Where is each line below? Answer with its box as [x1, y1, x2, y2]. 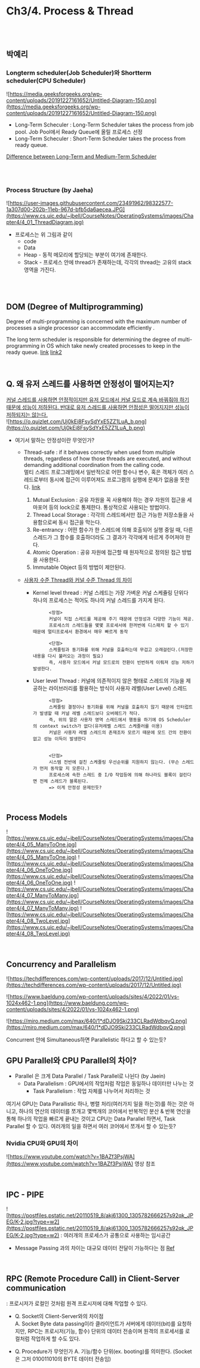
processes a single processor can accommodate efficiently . [6, 324, 155, 331]
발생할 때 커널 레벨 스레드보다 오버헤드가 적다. [39, 710, 140, 716]
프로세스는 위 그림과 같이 [14, 231, 73, 238]
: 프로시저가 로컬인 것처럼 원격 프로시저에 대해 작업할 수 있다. [6, 1300, 148, 1307]
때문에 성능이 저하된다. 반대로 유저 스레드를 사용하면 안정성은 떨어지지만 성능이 [6, 403, 190, 411]
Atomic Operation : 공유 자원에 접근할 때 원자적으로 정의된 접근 [32, 549, 181, 556]
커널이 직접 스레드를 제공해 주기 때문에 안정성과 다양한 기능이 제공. [48, 616, 195, 622]
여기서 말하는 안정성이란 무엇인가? [14, 436, 94, 444]
